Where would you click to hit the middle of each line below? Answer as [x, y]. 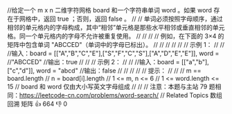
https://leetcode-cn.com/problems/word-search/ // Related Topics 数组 [121, 95]
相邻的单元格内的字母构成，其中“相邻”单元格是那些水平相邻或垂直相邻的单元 [116, 27]
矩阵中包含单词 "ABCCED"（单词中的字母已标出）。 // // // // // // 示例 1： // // [116, 45]
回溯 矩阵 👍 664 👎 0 [37, 104]
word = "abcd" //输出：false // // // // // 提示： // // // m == [119, 70]
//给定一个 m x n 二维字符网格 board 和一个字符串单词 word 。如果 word [110, 10]
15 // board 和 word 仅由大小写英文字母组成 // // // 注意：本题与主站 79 [107, 86]
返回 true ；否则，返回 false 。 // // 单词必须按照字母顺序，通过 [133, 19]
